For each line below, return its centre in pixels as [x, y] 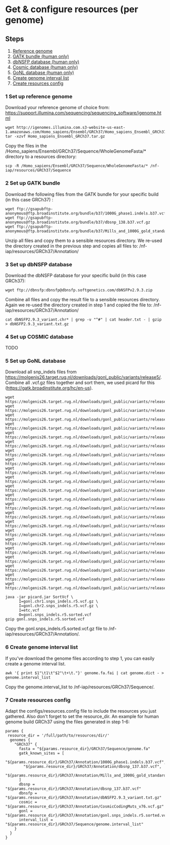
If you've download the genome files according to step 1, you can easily [80, 658]
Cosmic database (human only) [45, 67]
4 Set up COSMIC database [39, 337]
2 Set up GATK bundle [33, 183]
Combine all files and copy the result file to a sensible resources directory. [83, 299]
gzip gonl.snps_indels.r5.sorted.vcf [45, 619]
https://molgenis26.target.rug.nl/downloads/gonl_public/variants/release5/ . [83, 377]
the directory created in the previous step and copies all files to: [72, 246]
